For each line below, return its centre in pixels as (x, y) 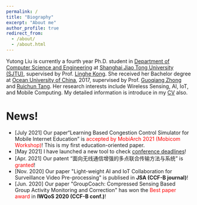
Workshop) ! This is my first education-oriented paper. (80, 145)
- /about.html (29, 45)
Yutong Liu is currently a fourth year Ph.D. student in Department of (88, 61)
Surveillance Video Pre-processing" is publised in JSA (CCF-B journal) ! (101, 177)
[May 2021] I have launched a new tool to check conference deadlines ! (100, 151)
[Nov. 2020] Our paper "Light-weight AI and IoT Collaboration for (93, 171)
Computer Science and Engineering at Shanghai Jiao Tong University (90, 67)
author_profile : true (33, 28)
